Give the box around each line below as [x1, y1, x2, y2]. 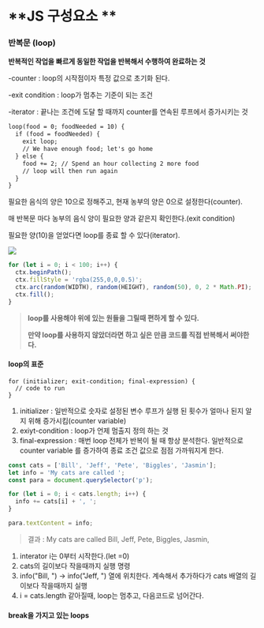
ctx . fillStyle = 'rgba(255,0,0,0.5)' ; [15, 276, 143, 284]
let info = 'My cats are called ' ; [8, 468, 125, 476]
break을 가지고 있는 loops [8, 610, 89, 620]
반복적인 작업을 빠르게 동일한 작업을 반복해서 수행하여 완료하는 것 [8, 57, 206, 66]
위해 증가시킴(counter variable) [28, 416, 127, 425]
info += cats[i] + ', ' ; [15, 498, 97, 506]
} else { [15, 152, 44, 160]
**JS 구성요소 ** [8, 7, 117, 25]
